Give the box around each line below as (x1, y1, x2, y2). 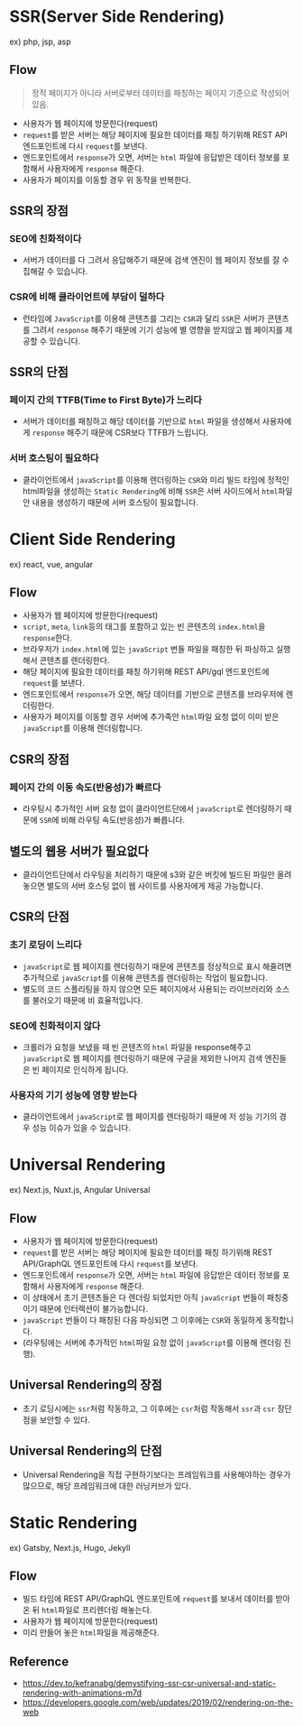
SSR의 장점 (9, 203, 69, 218)
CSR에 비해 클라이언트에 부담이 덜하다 (9, 291, 165, 303)
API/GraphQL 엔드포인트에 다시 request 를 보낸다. (22, 1259, 198, 1269)
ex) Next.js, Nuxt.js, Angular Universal (9, 1185, 151, 1195)
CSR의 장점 (9, 752, 70, 767)
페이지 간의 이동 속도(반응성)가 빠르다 (9, 780, 161, 793)
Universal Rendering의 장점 (9, 1378, 162, 1393)
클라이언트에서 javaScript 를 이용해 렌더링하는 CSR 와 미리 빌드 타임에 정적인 (22, 474, 290, 485)
